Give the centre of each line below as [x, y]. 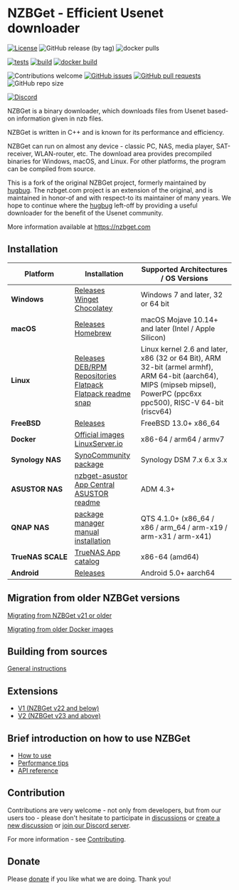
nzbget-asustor [101, 476]
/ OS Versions [184, 278]
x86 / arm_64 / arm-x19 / [184, 527]
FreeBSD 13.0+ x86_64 [180, 423]
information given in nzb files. [60, 118]
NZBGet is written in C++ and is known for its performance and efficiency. [116, 132]
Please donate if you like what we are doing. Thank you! [89, 879]
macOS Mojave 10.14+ [179, 319]
